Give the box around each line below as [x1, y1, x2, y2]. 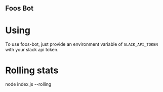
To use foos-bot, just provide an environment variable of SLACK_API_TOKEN [5, 41, 158, 47]
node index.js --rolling [5, 81, 52, 87]
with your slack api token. [5, 47, 59, 53]
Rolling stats [5, 65, 59, 76]
